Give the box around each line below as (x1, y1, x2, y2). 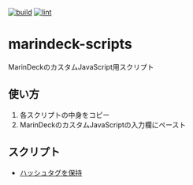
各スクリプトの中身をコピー (19, 110, 110, 119)
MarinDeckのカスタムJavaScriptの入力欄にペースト (19, 119, 187, 130)
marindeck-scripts (8, 36, 132, 53)
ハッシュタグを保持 (19, 168, 83, 177)
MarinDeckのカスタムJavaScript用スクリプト (8, 62, 154, 71)
